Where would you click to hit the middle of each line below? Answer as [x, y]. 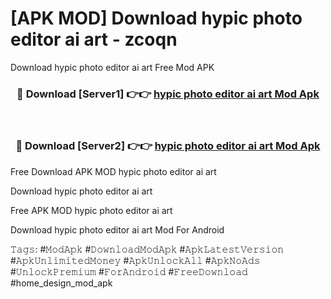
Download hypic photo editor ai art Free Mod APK [112, 67]
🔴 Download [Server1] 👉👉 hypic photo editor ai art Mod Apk [168, 94]
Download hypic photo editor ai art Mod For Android [117, 229]
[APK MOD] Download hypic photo [156, 18]
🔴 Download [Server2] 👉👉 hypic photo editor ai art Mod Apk [168, 146]
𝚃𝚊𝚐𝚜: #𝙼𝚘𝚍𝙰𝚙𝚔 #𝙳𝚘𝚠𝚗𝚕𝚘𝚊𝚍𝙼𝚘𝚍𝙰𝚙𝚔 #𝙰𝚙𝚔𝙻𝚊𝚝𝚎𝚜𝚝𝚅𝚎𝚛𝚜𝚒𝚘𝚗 [147, 249]
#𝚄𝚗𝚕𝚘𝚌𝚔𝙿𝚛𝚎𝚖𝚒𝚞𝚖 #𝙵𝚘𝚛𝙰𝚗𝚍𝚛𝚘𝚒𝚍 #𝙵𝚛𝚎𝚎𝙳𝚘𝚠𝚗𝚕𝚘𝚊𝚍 [129, 271]
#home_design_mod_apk [61, 283]
